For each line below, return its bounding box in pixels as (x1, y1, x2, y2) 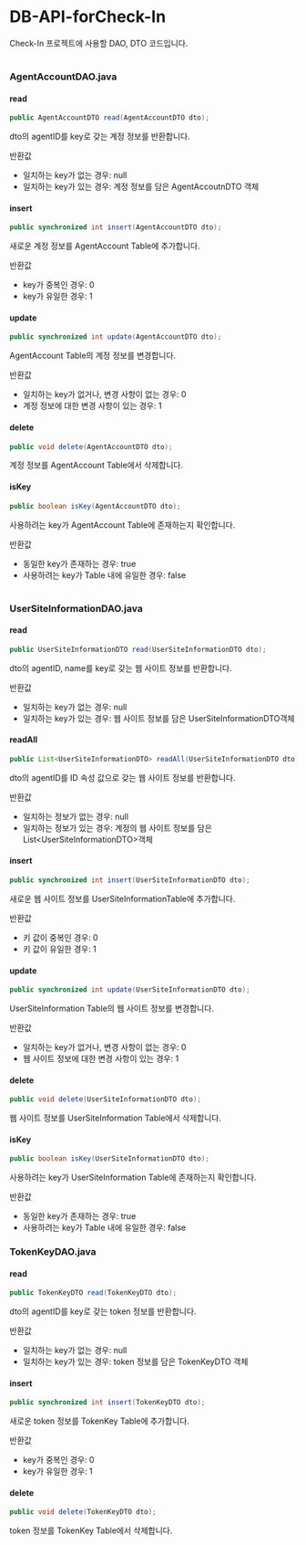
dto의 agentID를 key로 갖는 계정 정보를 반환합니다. (9, 131, 190, 142)
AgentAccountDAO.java (9, 70, 117, 83)
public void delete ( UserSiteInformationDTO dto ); (9, 1095, 202, 1104)
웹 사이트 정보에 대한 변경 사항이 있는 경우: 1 (22, 1053, 179, 1065)
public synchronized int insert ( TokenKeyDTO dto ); (9, 1398, 206, 1407)
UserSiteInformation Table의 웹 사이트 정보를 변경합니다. (9, 1003, 214, 1014)
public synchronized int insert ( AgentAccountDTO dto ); (9, 223, 222, 232)
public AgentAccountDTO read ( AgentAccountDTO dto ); (9, 113, 209, 122)
